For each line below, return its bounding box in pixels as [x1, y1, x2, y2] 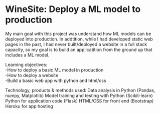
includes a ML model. [5, 51, 50, 58]
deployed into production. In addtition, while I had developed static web [5, 36, 153, 42]
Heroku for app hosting [5, 103, 54, 109]
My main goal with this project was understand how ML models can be [5, 30, 151, 36]
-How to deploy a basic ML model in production [5, 66, 104, 73]
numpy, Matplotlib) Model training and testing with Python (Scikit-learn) [5, 92, 153, 98]
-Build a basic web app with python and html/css [5, 77, 106, 83]
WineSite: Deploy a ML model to [5, 3, 141, 15]
